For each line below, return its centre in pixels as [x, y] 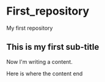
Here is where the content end [45, 73]
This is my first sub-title [53, 47]
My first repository [30, 28]
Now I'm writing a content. [40, 61]
